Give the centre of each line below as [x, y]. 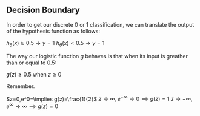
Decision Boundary [43, 10]
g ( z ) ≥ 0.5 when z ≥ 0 [34, 74]
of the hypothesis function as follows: [53, 31]
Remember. [21, 86]
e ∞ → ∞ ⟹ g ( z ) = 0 [32, 106]
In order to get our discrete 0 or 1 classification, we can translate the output [100, 24]
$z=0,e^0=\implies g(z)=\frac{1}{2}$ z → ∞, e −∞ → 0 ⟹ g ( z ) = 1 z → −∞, [99, 98]
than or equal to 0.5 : [32, 63]
